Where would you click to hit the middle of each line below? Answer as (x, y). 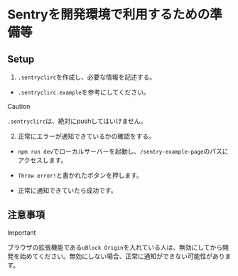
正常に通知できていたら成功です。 (67, 190)
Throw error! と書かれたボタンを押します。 (80, 175)
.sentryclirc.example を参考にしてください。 (84, 92)
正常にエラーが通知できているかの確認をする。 (86, 136)
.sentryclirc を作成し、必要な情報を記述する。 (87, 77)
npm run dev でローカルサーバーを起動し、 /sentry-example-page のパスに (123, 151)
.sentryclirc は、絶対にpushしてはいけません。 (77, 121)
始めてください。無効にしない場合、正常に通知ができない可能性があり (122, 256)
